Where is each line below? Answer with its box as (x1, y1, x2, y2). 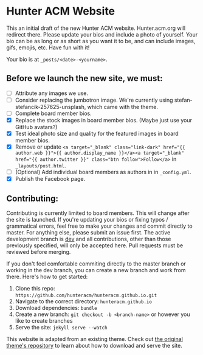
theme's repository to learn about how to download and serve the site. (6, 342, 182, 350)
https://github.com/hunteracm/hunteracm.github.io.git (15, 292, 157, 299)
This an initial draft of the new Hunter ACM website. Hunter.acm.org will (6, 24, 186, 32)
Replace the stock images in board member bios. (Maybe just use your (15, 116, 193, 124)
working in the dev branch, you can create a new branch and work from (6, 267, 186, 274)
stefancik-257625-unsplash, (15, 103, 86, 110)
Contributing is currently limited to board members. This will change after (6, 209, 190, 217)
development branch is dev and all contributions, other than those (6, 236, 171, 243)
